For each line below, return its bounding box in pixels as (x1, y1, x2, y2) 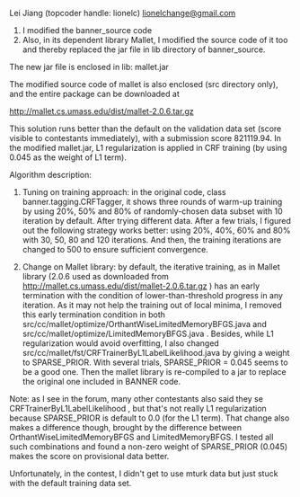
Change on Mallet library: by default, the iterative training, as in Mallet (22, 262, 280, 272)
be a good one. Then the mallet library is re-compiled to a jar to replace (22, 367, 287, 377)
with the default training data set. (9, 478, 132, 488)
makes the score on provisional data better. (9, 451, 170, 461)
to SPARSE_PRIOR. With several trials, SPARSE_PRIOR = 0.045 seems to (22, 357, 289, 368)
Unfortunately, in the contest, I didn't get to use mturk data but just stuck (9, 468, 278, 479)
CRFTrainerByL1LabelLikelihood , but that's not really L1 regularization (9, 404, 267, 413)
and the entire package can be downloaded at (9, 89, 180, 99)
